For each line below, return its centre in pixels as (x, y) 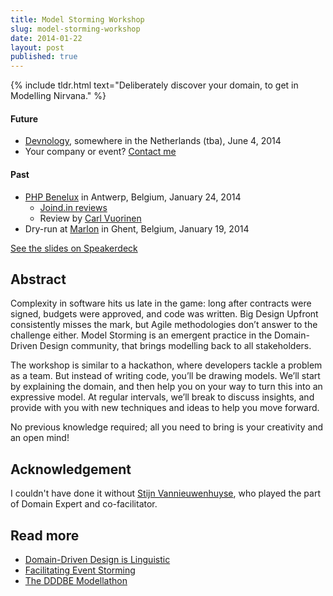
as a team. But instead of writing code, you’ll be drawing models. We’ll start (165, 376)
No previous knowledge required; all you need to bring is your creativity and (167, 427)
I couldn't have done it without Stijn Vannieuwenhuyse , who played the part (165, 493)
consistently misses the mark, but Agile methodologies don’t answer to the (164, 325)
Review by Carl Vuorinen (90, 218)
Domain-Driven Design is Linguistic (97, 559)
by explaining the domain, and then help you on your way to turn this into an (166, 387)
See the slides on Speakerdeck (74, 248)
